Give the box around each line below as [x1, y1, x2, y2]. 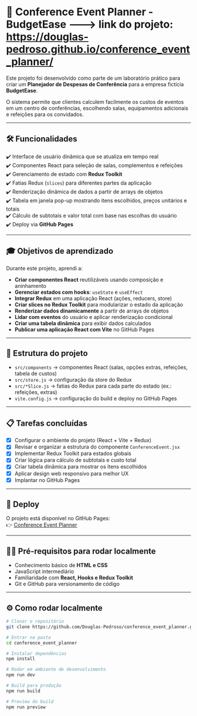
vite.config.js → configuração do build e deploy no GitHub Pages [14, 395, 177, 402]
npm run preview [6, 704, 46, 710]
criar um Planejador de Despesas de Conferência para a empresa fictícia [6, 80, 184, 87]
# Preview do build [6, 698, 54, 704]
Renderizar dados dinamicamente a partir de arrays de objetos [14, 307, 169, 314]
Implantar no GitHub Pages [14, 476, 80, 483]
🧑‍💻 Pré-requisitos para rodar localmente [6, 546, 157, 556]
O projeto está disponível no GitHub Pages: [6, 515, 110, 522]
